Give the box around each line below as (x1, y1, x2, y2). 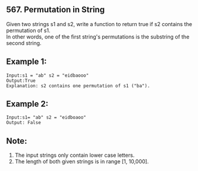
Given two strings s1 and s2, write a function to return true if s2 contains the (6, 20, 192, 27)
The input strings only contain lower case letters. (14, 151, 135, 159)
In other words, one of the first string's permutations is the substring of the (6, 33, 190, 40)
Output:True (6, 77, 36, 84)
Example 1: (6, 56, 47, 67)
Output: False (6, 120, 42, 126)
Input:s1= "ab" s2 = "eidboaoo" (6, 115, 86, 121)
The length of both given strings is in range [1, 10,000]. (14, 158, 149, 165)
